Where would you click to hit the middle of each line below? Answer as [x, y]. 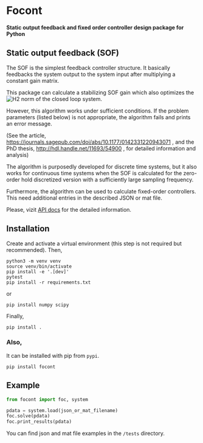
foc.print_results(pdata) [39, 422]
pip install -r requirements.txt [49, 282]
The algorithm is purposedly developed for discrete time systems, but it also [102, 166]
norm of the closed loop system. [61, 99]
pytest [15, 277]
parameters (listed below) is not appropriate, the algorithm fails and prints [98, 117]
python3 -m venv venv [34, 261]
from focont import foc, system [47, 399]
